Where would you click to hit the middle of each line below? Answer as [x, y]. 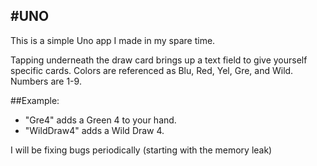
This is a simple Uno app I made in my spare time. [113, 40]
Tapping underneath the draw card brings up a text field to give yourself [159, 60]
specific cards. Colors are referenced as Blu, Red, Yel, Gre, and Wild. [152, 70]
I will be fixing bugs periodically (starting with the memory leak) [141, 150]
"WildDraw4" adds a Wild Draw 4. [94, 130]
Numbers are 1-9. [46, 81]
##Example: [35, 100]
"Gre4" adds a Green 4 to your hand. [100, 120]
